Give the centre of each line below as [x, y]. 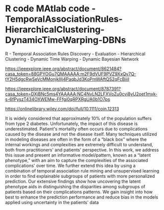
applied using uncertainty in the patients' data [52, 202]
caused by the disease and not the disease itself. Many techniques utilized [81, 134]
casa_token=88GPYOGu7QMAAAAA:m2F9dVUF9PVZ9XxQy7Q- [71, 74]
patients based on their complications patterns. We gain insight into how [79, 192]
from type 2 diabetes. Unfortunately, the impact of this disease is [71, 124]
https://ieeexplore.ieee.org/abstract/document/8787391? [63, 88]
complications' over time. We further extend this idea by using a [70, 166]
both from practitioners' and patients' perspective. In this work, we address [82, 150]
